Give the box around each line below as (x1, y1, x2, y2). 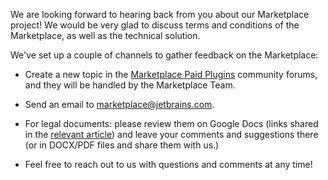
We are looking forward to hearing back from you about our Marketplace (10, 9, 310, 20)
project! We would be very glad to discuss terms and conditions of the (10, 19, 300, 31)
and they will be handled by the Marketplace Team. (24, 79, 236, 91)
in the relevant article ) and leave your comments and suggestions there (24, 129, 319, 140)
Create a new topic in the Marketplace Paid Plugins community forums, (24, 69, 318, 80)
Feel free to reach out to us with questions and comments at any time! (24, 159, 313, 170)
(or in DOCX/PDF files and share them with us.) (24, 139, 220, 151)
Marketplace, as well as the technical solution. (10, 30, 201, 41)
